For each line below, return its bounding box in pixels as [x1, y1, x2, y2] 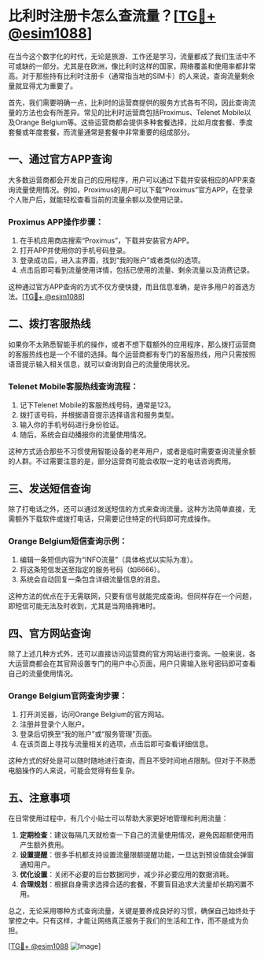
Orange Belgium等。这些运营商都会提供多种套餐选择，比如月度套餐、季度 [14, 117, 254, 127]
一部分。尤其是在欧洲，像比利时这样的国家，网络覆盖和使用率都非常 [35, 61, 256, 71]
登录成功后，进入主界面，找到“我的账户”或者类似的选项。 [19, 255, 206, 265]
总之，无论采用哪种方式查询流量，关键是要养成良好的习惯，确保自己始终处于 [8, 906, 256, 916]
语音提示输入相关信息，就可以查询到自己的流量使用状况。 [8, 359, 194, 369]
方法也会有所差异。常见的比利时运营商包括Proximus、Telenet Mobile [21, 107, 245, 117]
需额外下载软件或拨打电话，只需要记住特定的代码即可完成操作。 [8, 514, 214, 523]
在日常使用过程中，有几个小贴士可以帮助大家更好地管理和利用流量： [8, 813, 229, 823]
